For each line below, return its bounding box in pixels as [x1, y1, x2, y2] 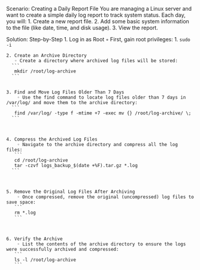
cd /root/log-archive [14, 157, 68, 163]
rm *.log [14, 210, 36, 216]
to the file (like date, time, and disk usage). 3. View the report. [6, 24, 159, 31]
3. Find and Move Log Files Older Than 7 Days [6, 89, 125, 95]
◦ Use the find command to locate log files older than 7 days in [17, 95, 186, 101]
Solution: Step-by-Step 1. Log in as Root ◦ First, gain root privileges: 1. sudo [6, 36, 190, 43]
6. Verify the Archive [6, 236, 63, 242]
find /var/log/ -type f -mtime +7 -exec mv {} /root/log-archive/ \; [14, 110, 192, 116]
